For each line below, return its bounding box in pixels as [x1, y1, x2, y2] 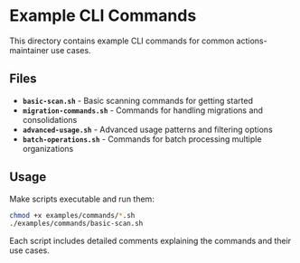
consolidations [22, 114, 78, 125]
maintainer [9, 44, 50, 55]
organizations [22, 143, 74, 154]
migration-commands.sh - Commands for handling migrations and [22, 105, 264, 116]
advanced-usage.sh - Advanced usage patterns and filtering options [22, 124, 273, 135]
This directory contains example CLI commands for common [9, 35, 235, 46]
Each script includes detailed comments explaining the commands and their [9, 236, 292, 247]
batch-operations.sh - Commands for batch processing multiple [22, 133, 262, 145]
